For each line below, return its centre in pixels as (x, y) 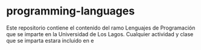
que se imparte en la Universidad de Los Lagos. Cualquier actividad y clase (100, 34)
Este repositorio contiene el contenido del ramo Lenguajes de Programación (101, 28)
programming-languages (71, 11)
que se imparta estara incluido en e (50, 40)
